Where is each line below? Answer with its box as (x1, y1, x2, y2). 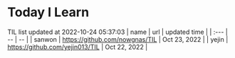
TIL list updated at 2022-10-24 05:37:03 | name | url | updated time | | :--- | (7, 28, 228, 36)
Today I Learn (7, 4, 90, 21)
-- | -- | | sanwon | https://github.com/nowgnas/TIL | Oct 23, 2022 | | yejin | (7, 35, 229, 43)
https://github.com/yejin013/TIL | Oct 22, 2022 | (7, 42, 148, 51)
